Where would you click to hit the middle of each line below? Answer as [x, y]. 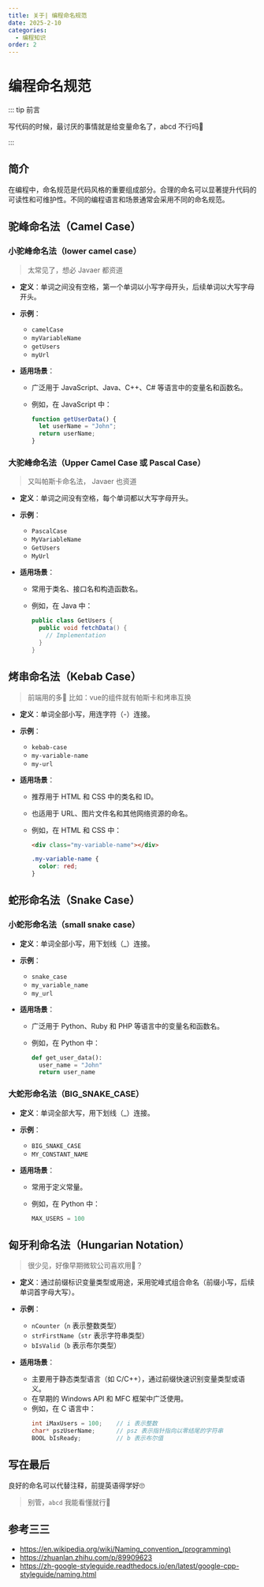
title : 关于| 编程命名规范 [48, 15]
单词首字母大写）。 [49, 1292]
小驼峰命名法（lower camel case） [75, 251]
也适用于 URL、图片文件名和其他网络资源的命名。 [112, 813]
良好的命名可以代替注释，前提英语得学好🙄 [76, 1485]
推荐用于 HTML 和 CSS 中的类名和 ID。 [95, 796]
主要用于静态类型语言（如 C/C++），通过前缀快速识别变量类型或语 [138, 1379]
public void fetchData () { [83, 628]
